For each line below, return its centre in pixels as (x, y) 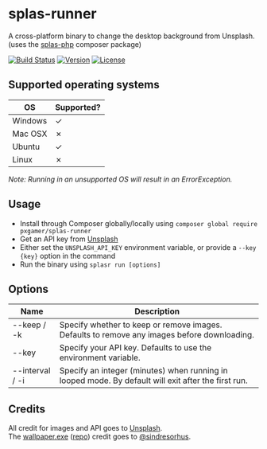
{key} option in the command (68, 256)
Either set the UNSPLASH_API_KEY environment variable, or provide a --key (138, 247)
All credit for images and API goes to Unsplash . (85, 428)
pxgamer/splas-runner (55, 231)
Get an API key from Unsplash (69, 239)
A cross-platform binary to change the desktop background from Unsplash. (132, 36)
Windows (30, 120)
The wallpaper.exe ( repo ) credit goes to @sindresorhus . (100, 437)
